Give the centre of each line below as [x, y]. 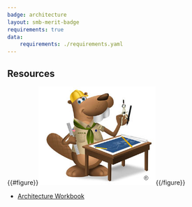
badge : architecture [37, 15]
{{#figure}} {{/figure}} [96, 183]
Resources [31, 73]
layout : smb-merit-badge [43, 22]
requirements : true [36, 29]
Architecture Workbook [51, 196]
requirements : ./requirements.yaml [72, 44]
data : [15, 37]
